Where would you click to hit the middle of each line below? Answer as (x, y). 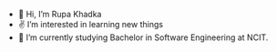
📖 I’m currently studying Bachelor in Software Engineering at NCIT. (143, 37)
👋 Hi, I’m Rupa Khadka (60, 14)
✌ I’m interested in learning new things (91, 24)
